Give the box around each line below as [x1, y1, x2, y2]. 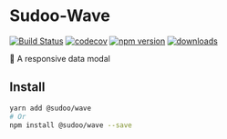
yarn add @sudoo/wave [9, 104, 92, 113]
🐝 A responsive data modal [9, 53, 111, 64]
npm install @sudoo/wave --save [9, 120, 132, 130]
